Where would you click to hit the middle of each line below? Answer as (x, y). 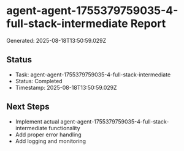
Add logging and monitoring (51, 141)
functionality (65, 128)
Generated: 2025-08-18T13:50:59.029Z (56, 40)
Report (148, 24)
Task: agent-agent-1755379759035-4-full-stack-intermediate (93, 75)
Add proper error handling (48, 134)
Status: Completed (39, 81)
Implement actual (37, 121)
